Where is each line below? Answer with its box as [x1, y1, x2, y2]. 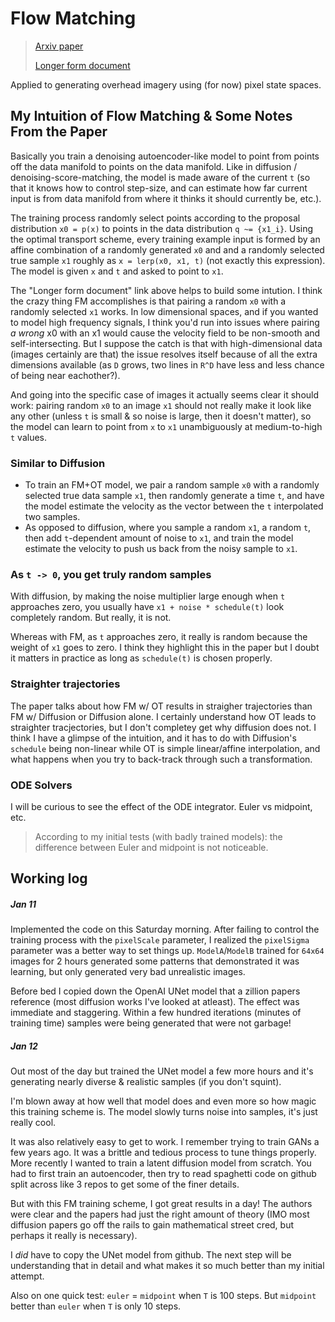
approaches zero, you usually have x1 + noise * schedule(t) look [10, 601, 285, 613]
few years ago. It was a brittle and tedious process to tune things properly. [10, 1147, 317, 1159]
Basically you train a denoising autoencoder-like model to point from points [10, 150, 320, 162]
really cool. [10, 1117, 57, 1129]
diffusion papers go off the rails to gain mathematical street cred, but [10, 1219, 295, 1231]
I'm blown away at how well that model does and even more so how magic [10, 1095, 317, 1107]
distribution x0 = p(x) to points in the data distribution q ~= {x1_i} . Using [10, 222, 314, 234]
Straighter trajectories [10, 677, 121, 691]
